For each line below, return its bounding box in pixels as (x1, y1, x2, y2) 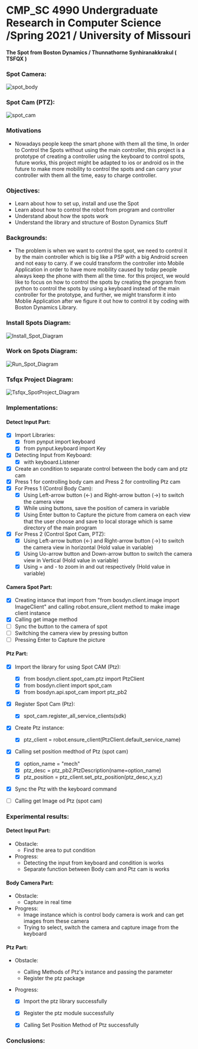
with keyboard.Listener (23, 458, 80, 465)
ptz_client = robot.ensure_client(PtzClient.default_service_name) (23, 736, 181, 743)
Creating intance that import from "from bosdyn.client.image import (14, 597, 180, 604)
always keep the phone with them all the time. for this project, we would (14, 272, 190, 280)
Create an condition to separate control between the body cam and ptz (14, 465, 188, 472)
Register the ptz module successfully (23, 1010, 114, 1017)
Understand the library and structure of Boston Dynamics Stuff (14, 218, 168, 226)
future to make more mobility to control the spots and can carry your (14, 165, 182, 172)
